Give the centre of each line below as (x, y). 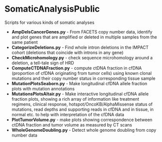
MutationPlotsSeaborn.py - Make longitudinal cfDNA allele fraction (79, 83)
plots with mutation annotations (43, 89)
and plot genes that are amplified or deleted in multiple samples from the (84, 37)
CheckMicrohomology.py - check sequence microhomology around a (82, 57)
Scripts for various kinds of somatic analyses (49, 22)
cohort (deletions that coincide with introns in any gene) (67, 53)
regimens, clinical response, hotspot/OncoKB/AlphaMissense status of (82, 104)
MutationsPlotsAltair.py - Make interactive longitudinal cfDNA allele (80, 94)
